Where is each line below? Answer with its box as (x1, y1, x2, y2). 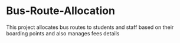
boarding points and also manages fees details (6, 29, 120, 37)
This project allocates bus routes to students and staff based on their (6, 24, 174, 31)
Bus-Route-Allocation (6, 4, 115, 18)
